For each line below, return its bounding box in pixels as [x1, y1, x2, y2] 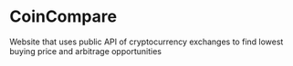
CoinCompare [9, 6, 117, 27]
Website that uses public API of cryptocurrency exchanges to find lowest [9, 36, 284, 47]
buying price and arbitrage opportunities [9, 45, 162, 56]
